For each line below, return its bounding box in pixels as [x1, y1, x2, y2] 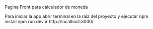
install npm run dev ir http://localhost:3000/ [4, 19, 94, 24]
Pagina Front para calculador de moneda [4, 4, 88, 10]
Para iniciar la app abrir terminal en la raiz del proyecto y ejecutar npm [4, 14, 149, 19]
